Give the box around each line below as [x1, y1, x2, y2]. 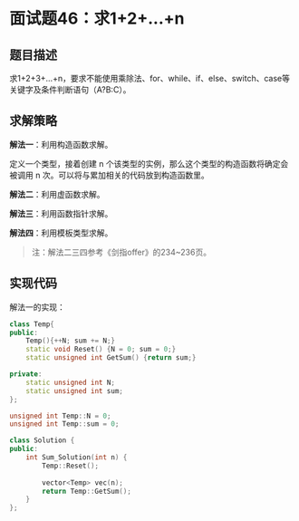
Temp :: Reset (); [42, 461, 100, 470]
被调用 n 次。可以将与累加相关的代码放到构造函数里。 [9, 169, 210, 180]
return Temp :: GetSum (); [42, 487, 131, 496]
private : [9, 370, 43, 379]
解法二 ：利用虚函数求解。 [9, 188, 105, 199]
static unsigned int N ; [25, 378, 116, 387]
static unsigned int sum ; [25, 386, 124, 395]
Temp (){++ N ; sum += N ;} [25, 336, 116, 345]
